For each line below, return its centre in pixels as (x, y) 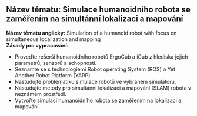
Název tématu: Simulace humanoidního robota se (98, 10)
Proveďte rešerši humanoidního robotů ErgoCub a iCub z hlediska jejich (101, 57)
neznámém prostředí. (40, 94)
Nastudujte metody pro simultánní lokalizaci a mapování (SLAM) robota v (103, 88)
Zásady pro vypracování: (37, 45)
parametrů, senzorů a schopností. (56, 63)
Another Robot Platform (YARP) (52, 75)
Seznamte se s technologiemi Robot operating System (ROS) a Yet (95, 69)
